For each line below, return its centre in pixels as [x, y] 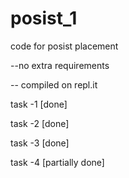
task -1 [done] [39, 104]
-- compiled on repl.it [54, 84]
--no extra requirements [60, 65]
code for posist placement [64, 46]
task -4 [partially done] [57, 162]
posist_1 [44, 18]
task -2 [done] [40, 123]
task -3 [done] [40, 143]
